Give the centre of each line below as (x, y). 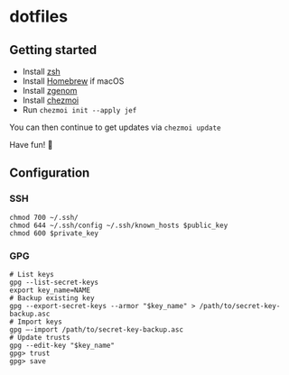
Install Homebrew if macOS (73, 81)
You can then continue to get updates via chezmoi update (115, 127)
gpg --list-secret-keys (54, 282)
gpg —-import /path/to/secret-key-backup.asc (96, 329)
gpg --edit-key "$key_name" (62, 345)
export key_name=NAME (50, 290)
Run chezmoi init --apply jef (79, 110)
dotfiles (39, 17)
